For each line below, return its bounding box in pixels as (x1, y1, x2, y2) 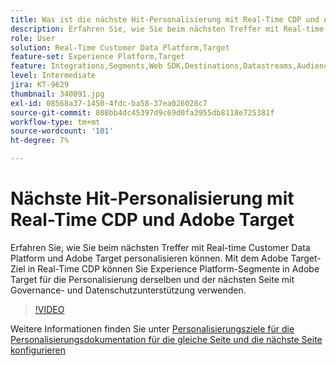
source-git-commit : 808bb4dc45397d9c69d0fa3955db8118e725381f (10, 107, 275, 118)
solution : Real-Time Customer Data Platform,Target (10, 42, 230, 53)
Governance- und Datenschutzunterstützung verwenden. (10, 284, 247, 296)
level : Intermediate (10, 71, 97, 81)
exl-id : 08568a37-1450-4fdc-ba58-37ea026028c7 (10, 98, 208, 108)
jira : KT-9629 (10, 80, 70, 90)
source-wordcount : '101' (10, 126, 114, 136)
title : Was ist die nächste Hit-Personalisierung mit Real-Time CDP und (10, 14, 320, 25)
